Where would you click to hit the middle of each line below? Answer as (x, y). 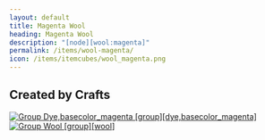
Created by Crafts (60, 95)
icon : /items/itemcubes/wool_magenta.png (88, 59)
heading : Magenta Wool (51, 34)
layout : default (39, 17)
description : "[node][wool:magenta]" (80, 42)
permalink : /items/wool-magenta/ (72, 51)
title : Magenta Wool (48, 26)
